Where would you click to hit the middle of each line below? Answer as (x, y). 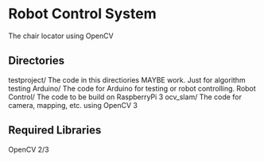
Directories (37, 61)
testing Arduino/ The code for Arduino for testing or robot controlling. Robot (132, 88)
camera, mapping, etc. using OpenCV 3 (73, 105)
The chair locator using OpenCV (61, 36)
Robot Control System (82, 14)
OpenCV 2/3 (29, 149)
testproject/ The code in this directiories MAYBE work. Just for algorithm (127, 79)
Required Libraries (55, 131)
